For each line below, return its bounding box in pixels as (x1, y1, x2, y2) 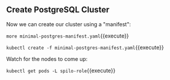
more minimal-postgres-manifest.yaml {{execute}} (6, 32, 129, 39)
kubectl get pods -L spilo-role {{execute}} (6, 67, 116, 74)
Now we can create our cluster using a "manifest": (6, 20, 131, 27)
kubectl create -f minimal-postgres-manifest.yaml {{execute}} (6, 44, 164, 51)
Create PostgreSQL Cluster (6, 5, 110, 15)
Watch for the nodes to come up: (6, 55, 88, 62)
